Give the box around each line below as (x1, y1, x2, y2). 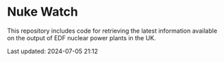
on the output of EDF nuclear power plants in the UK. (7, 33, 156, 42)
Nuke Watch (7, 4, 79, 20)
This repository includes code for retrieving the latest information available (7, 27, 218, 35)
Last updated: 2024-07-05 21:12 (7, 47, 98, 55)
